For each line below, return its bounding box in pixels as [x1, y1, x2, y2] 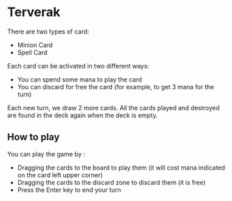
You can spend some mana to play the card [17, 75, 143, 84]
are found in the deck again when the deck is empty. [7, 111, 158, 119]
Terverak [7, 4, 61, 20]
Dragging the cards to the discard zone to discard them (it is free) [17, 178, 206, 186]
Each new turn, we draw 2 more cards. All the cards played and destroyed [7, 103, 220, 112]
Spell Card [17, 48, 47, 57]
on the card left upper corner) [17, 170, 103, 179]
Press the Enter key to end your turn [17, 186, 121, 194]
